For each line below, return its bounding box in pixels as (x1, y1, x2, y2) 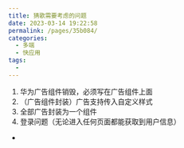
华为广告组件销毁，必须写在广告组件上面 (19, 86, 153, 96)
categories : (8, 34, 48, 42)
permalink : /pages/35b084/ (8, 26, 98, 34)
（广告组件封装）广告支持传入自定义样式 (19, 97, 153, 106)
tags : (8, 57, 26, 65)
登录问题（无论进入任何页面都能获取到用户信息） (19, 117, 181, 126)
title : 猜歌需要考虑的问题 (8, 11, 88, 20)
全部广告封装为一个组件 (19, 106, 97, 116)
